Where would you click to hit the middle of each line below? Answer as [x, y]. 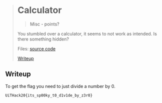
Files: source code [36, 48]
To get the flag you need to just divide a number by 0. [60, 86]
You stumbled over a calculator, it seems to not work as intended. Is [87, 33]
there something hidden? [43, 39]
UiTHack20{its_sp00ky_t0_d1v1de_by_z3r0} [49, 95]
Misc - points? [44, 24]
